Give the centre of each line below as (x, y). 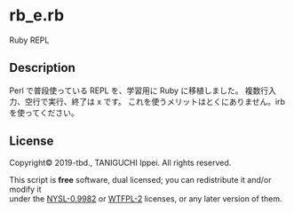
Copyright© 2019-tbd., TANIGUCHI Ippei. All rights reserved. (120, 162)
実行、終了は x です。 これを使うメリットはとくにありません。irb (167, 101)
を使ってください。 (44, 113)
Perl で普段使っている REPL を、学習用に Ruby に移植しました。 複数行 (139, 91)
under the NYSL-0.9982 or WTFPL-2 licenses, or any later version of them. (146, 198)
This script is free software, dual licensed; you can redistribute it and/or (140, 179)
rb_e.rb (37, 16)
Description (42, 68)
